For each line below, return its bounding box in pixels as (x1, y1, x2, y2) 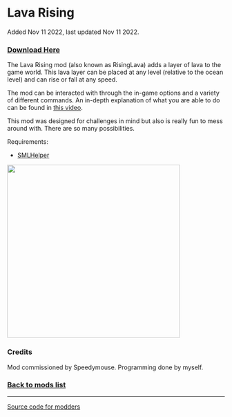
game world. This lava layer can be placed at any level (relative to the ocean (7, 68, 224, 77)
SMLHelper (17, 151, 50, 160)
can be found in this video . (7, 104, 83, 112)
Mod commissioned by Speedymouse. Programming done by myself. (7, 363, 204, 371)
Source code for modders (7, 402, 81, 411)
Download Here (7, 45, 61, 55)
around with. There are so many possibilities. (7, 124, 135, 133)
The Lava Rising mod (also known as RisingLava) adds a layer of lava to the (7, 61, 222, 69)
